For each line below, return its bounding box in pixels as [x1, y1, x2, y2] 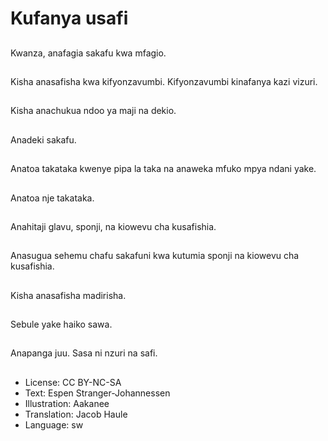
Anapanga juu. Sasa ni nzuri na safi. [10, 347, 158, 359]
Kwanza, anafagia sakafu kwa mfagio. [10, 47, 167, 59]
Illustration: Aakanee [24, 397, 110, 409]
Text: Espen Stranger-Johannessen [24, 387, 171, 399]
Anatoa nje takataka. [10, 192, 95, 204]
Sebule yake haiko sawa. [10, 318, 113, 331]
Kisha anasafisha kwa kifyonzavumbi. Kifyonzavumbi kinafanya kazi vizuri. [10, 75, 318, 87]
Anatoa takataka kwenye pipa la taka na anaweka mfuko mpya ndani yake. [10, 163, 317, 175]
